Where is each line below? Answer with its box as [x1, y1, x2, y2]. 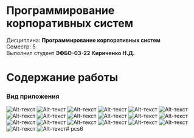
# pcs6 [66, 125, 83, 133]
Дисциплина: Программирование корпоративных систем [6, 36, 161, 44]
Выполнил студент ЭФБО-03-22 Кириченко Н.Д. [6, 49, 135, 56]
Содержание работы [6, 71, 119, 85]
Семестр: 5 [6, 43, 36, 50]
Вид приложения [6, 92, 60, 100]
